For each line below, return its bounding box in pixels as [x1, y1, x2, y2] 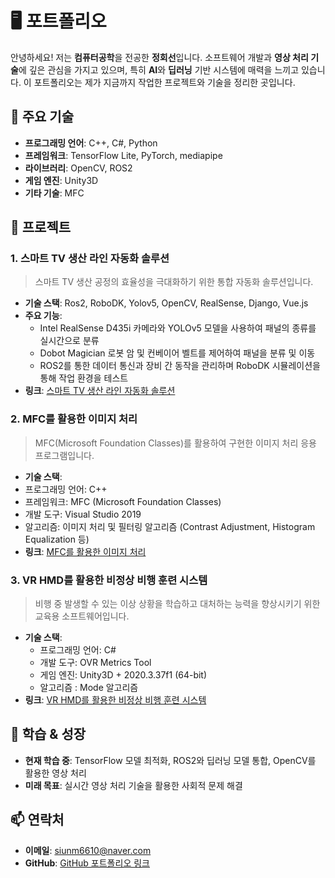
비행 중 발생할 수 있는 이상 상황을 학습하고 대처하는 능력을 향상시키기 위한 [34, 598, 321, 610]
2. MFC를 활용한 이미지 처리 [10, 412, 138, 426]
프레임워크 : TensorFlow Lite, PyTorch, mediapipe [24, 149, 223, 161]
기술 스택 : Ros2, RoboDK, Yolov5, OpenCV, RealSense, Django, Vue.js [24, 297, 309, 309]
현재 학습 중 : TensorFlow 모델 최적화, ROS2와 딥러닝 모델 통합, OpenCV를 [24, 754, 317, 766]
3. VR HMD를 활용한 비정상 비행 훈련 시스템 [10, 573, 208, 587]
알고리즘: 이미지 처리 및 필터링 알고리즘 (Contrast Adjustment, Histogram [24, 520, 316, 532]
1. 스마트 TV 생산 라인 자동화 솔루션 [10, 252, 170, 266]
